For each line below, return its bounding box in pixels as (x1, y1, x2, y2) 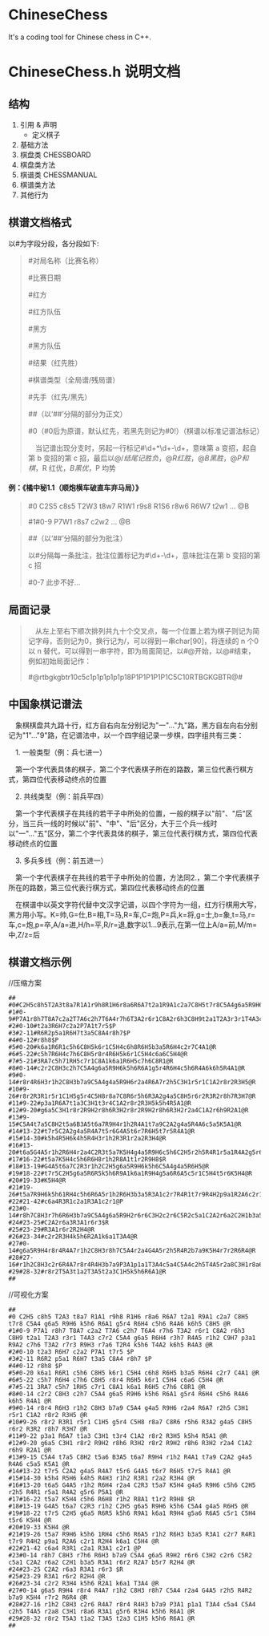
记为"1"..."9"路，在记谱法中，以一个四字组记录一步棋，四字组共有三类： (8, 730, 244, 739)
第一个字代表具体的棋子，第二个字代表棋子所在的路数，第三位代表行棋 (15, 764, 247, 774)
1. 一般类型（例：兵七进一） (15, 747, 106, 757)
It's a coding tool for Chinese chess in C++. (8, 32, 152, 42)
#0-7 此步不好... (27, 577, 81, 587)
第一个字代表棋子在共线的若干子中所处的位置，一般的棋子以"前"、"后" (15, 808, 247, 818)
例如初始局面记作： (27, 656, 92, 666)
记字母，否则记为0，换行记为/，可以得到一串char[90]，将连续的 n (27, 636, 246, 646)
